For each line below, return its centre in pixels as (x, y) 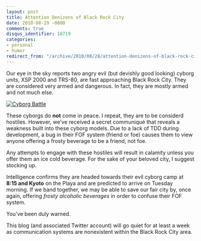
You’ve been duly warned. (38, 213)
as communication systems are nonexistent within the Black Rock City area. (99, 231)
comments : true (25, 28)
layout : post (22, 12)
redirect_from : (25, 56)
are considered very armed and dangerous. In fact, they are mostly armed (97, 86)
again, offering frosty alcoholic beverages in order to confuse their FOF (94, 196)
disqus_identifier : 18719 (38, 34)
